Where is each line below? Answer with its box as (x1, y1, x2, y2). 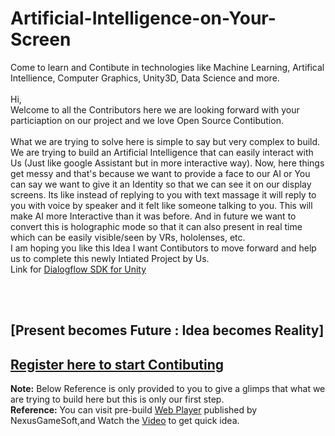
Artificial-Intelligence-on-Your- (10, 7, 277, 30)
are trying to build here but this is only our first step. (10, 393, 225, 406)
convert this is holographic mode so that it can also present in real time (10, 220, 303, 232)
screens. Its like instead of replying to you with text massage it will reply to (10, 188, 317, 201)
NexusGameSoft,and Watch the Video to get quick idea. (10, 415, 240, 427)
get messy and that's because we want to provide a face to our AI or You (10, 167, 311, 179)
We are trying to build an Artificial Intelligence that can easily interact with (10, 146, 314, 158)
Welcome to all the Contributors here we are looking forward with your (10, 103, 300, 116)
